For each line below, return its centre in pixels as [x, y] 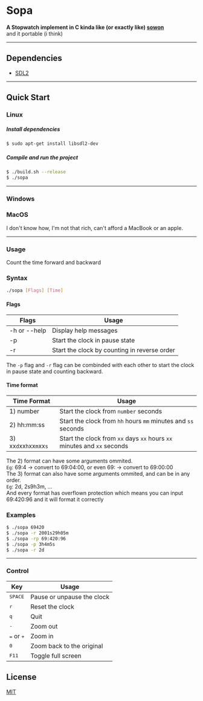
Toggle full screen [56, 656]
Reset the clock [52, 606]
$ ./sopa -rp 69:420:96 [36, 539]
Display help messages [85, 330]
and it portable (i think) [35, 33]
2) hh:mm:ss [27, 424]
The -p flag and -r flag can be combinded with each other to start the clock [100, 365]
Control [18, 571]
